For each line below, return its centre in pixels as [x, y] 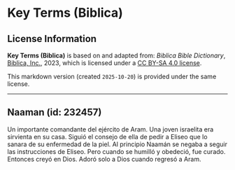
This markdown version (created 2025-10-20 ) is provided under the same [112, 76]
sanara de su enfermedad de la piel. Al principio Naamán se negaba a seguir [117, 144]
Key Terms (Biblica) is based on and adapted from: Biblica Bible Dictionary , [116, 55]
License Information [52, 39]
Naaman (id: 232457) [55, 112]
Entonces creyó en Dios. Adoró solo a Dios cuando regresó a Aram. [104, 159]
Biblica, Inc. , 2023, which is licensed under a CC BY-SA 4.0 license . [105, 63]
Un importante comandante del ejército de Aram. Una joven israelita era [111, 129]
